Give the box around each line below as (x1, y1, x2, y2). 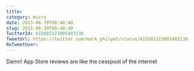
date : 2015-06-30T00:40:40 (6, 20, 73, 25)
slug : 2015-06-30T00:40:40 (6, 25, 73, 31)
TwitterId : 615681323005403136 (6, 31, 84, 37)
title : (6, 8, 23, 15)
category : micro (6, 14, 47, 20)
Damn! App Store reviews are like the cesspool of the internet (6, 57, 158, 65)
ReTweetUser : (6, 42, 39, 48)
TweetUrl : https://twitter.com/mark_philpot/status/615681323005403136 (6, 36, 188, 42)
